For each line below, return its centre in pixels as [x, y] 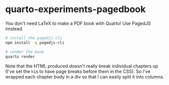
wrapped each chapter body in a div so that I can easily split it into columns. [85, 77]
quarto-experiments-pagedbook [76, 9]
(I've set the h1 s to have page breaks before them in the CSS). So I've [78, 71]
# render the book [25, 52]
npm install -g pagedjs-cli [35, 42]
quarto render [20, 57]
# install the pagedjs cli [34, 38]
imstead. [14, 28]
